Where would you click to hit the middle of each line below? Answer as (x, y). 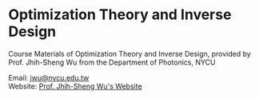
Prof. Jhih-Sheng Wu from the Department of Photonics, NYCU (112, 62)
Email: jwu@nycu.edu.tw (49, 77)
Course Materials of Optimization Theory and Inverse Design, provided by (130, 53)
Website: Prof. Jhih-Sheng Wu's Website (75, 86)
